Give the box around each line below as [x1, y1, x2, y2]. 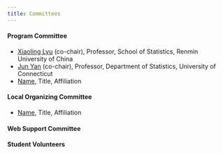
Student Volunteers [7, 140, 65, 148]
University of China [17, 54, 73, 63]
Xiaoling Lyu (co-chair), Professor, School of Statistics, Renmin [17, 47, 199, 56]
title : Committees [7, 10, 61, 17]
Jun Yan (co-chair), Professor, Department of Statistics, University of [17, 62, 217, 70]
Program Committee [7, 32, 68, 40]
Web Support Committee [7, 124, 81, 132]
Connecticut [17, 69, 53, 77]
